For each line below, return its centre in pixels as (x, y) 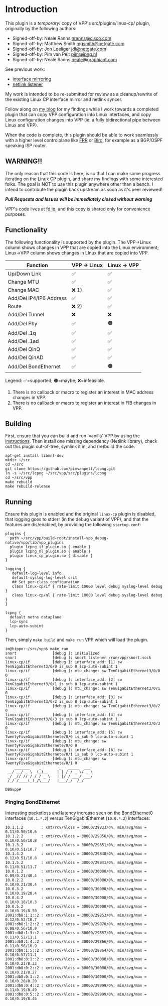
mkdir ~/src (18, 460)
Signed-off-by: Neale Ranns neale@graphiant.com (65, 59)
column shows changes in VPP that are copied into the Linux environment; (82, 247)
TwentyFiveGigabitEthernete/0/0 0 (41, 746)
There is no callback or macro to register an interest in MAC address (83, 392)
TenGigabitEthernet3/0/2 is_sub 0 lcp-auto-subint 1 (61, 702)
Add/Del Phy (23, 324)
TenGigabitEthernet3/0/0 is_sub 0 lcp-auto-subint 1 (61, 667)
